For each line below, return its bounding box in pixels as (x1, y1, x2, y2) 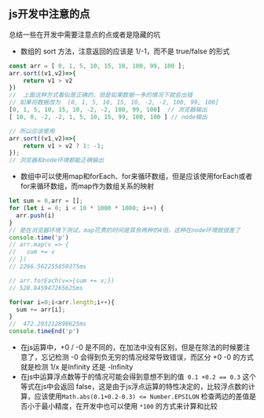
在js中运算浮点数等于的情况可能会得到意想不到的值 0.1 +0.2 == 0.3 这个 (20, 372, 257, 382)
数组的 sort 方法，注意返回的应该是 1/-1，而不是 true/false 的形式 (20, 46, 230, 56)
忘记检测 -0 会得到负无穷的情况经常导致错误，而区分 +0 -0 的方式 (41, 352, 255, 362)
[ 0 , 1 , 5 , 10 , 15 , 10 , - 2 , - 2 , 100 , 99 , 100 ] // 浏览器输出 (9, 106, 207, 114)
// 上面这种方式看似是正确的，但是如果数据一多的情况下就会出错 (9, 91, 193, 100)
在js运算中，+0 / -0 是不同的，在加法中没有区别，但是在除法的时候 (20, 343, 236, 352)
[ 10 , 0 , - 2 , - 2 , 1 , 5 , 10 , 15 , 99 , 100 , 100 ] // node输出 (9, 113, 207, 121)
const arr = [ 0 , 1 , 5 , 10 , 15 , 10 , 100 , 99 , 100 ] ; (9, 62, 185, 70)
